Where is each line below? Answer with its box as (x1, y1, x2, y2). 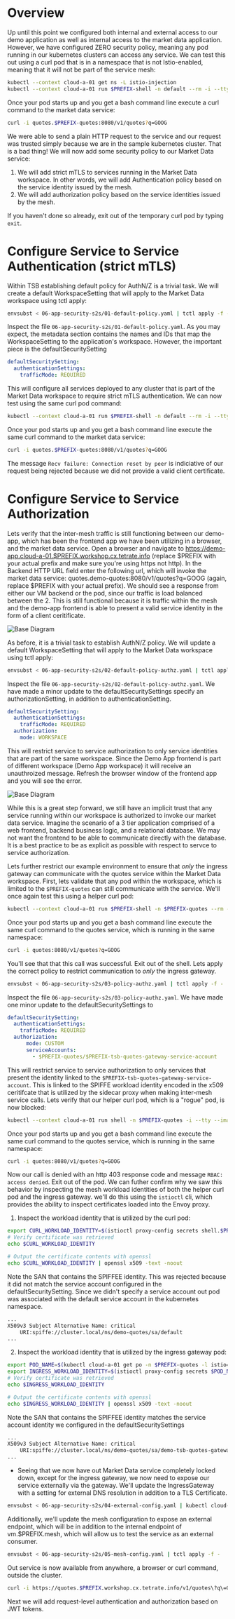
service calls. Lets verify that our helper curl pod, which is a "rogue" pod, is (7, 1096, 225, 1104)
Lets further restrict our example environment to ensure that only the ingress (7, 861, 228, 871)
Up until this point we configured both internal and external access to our (7, 28, 218, 36)
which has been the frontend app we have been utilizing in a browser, (21, 537, 222, 545)
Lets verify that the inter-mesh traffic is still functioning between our (7, 529, 204, 537)
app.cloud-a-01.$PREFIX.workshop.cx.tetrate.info (7, 551, 150, 560)
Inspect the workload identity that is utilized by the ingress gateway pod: (17, 1348, 227, 1357)
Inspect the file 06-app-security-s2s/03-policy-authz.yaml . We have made (7, 993, 224, 1001)
